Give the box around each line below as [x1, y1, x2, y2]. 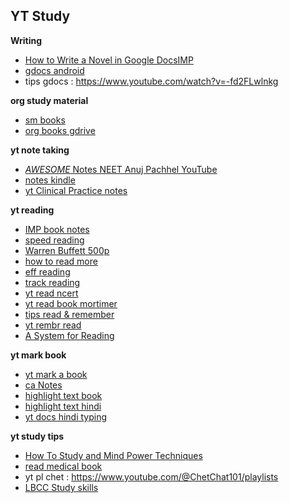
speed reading [24, 234, 85, 246]
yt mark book [10, 349, 67, 361]
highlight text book [24, 389, 103, 401]
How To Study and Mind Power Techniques [24, 449, 203, 461]
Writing [10, 34, 43, 46]
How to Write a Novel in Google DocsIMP [24, 54, 194, 66]
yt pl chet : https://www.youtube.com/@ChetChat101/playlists [24, 470, 279, 483]
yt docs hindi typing [24, 410, 108, 423]
